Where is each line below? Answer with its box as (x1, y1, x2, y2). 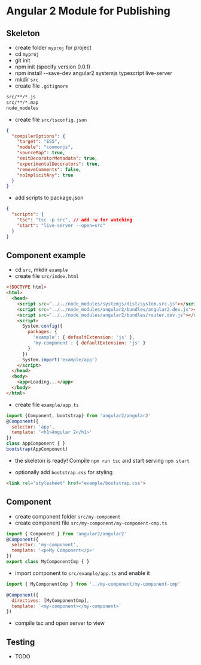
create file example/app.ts (14, 401, 79, 408)
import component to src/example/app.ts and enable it (14, 569, 150, 577)
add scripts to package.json (14, 194, 84, 202)
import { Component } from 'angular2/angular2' (6, 531, 127, 537)
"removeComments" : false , (17, 166, 82, 172)
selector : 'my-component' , (11, 542, 79, 548)
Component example (6, 250, 86, 260)
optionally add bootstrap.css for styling (14, 468, 113, 475)
